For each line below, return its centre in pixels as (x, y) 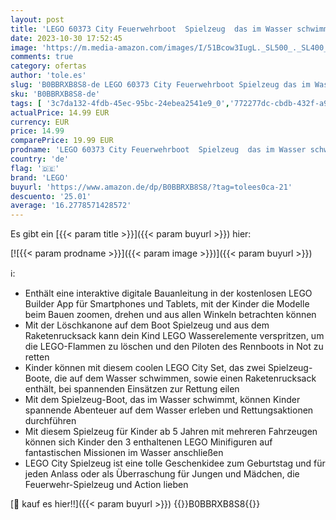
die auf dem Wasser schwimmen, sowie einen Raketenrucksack (185, 378)
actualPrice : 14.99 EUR (60, 112)
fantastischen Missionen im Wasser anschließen (124, 453)
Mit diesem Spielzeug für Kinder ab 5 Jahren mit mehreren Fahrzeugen (171, 432)
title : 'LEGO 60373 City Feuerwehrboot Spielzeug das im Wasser (151, 29)
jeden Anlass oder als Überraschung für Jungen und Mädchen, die (162, 474)
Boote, (38, 378)
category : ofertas (48, 66)
